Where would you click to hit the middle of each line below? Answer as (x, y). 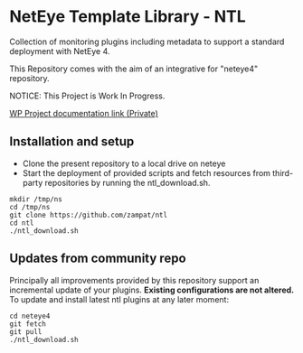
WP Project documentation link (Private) (84, 113)
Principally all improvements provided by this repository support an (134, 280)
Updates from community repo (98, 259)
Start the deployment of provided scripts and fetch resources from (147, 172)
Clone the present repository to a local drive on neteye (124, 163)
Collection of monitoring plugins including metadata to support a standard (147, 42)
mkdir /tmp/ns (36, 199)
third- (283, 172)
